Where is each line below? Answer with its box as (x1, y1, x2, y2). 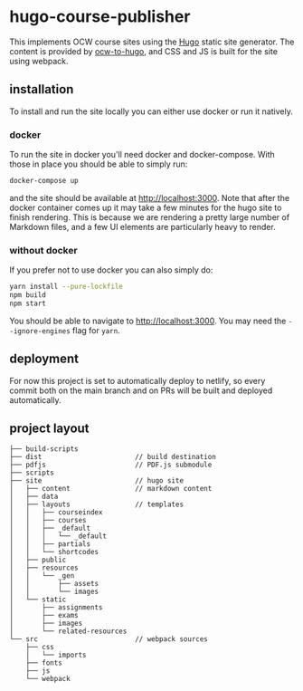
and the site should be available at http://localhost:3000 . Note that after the (9, 192, 290, 203)
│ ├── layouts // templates (9, 500, 184, 509)
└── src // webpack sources (9, 635, 208, 644)
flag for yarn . (71, 324, 120, 336)
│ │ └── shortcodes (9, 548, 99, 557)
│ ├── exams (9, 611, 79, 620)
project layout (9, 421, 90, 437)
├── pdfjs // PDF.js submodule (9, 460, 213, 470)
